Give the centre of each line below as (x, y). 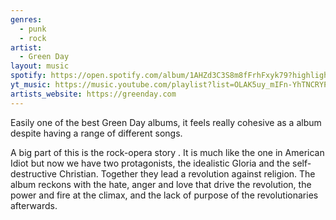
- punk (33, 29)
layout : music (40, 66)
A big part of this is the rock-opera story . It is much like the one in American (167, 152)
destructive (33, 173)
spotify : (28, 76)
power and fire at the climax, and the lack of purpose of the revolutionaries (164, 195)
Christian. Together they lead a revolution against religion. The (187, 173)
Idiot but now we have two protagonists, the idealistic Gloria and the (150, 163)
